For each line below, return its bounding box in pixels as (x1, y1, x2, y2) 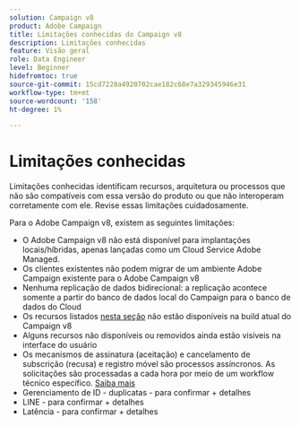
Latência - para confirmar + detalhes (21, 406, 159, 417)
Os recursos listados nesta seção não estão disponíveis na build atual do (21, 311, 292, 322)
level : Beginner (9, 64, 70, 73)
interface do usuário (21, 340, 98, 351)
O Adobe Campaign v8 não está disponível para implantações (21, 235, 251, 246)
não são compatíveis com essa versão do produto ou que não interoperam (9, 190, 285, 202)
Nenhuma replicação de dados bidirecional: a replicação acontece (21, 283, 268, 293)
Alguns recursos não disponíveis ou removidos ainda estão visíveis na (21, 330, 281, 341)
